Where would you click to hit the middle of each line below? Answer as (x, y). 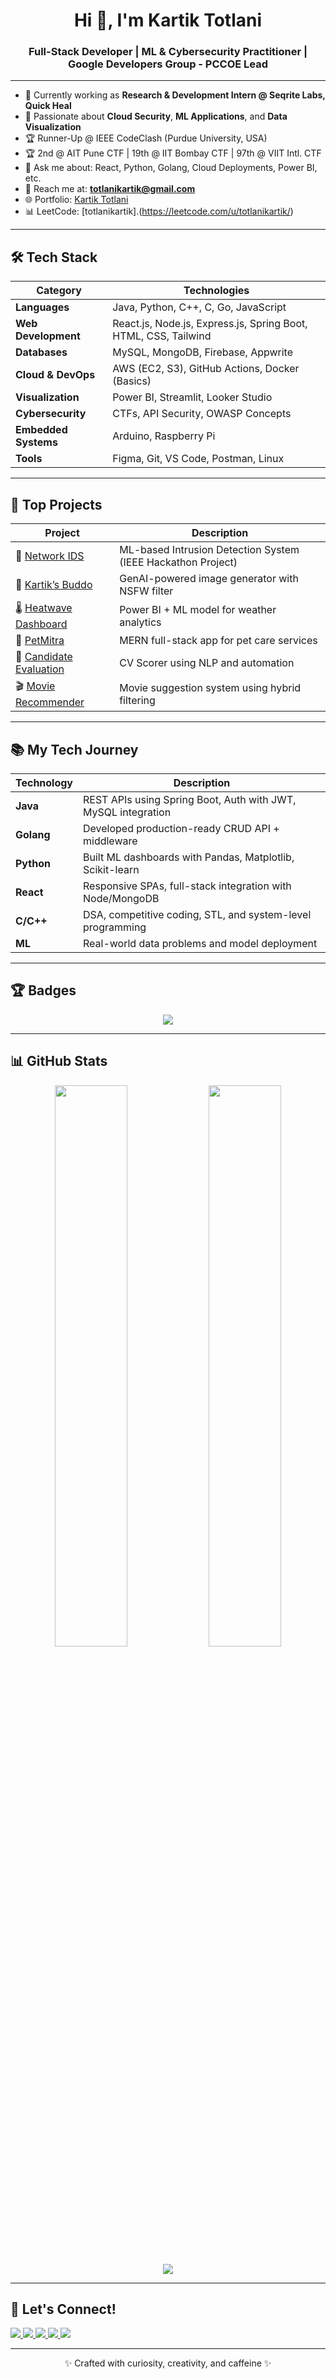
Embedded (41, 430)
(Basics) (132, 381)
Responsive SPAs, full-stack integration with (187, 886)
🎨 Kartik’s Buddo (54, 585)
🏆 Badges (43, 990)
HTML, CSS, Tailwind (162, 336)
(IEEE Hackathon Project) (178, 562)
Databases (41, 352)
